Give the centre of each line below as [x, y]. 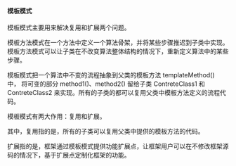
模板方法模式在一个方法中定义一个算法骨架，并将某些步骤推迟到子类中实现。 [118, 43]
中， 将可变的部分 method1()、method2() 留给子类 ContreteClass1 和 [106, 84]
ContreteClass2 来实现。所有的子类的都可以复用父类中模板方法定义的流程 [114, 93]
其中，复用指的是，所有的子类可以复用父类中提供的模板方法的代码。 [106, 132]
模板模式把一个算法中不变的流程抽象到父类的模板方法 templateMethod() [111, 75]
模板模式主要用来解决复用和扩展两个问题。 [69, 27]
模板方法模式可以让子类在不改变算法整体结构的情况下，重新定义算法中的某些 [118, 51]
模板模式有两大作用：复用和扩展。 [57, 117]
